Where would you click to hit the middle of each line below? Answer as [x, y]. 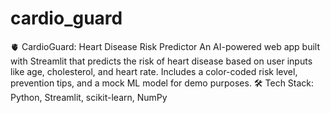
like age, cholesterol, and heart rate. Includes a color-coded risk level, [154, 71]
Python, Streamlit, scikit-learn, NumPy [89, 97]
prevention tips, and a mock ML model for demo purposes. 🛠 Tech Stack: [162, 83]
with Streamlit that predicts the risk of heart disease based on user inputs [161, 61]
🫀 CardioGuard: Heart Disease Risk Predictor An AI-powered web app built [165, 46]
